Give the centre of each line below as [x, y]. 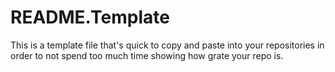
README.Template [90, 17]
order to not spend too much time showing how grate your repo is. [147, 55]
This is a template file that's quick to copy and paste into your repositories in [167, 45]
